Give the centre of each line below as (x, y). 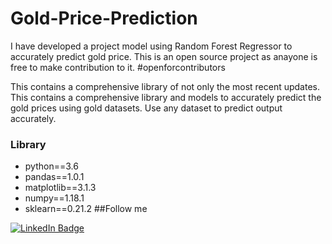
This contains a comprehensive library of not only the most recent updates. (165, 86)
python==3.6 (51, 166)
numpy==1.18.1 (54, 198)
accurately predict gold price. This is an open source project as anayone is (164, 56)
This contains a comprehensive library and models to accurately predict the (166, 97)
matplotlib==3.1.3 (60, 188)
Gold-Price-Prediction (104, 18)
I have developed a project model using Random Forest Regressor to (151, 46)
